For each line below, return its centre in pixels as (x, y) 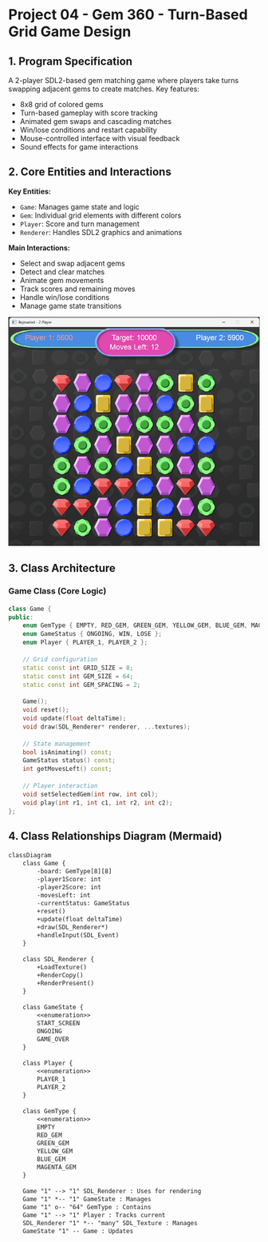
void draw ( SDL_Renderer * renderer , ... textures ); (107, 727)
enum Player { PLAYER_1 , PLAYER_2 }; (85, 643)
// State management (57, 744)
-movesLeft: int (64, 896)
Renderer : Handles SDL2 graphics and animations (101, 232)
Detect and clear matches (62, 272)
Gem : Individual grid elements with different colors (100, 215)
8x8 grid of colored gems (61, 104)
